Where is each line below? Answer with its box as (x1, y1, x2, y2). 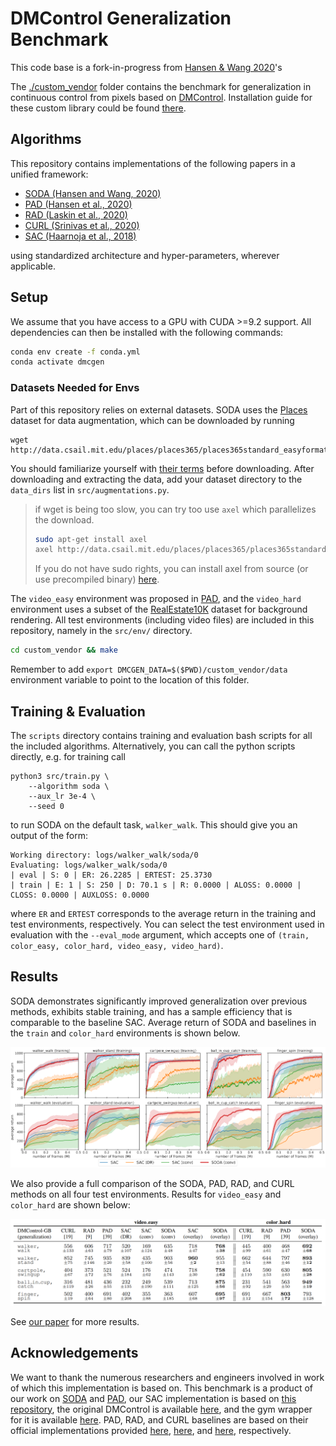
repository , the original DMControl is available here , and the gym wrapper (10, 1403, 313, 1415)
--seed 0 (28, 802, 65, 812)
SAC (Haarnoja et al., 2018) (24, 230, 137, 242)
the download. (34, 513, 95, 526)
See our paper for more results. (10, 1315, 140, 1327)
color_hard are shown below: (10, 1198, 131, 1211)
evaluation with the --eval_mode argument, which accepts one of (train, (10, 929, 310, 941)
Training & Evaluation (10, 703, 146, 720)
